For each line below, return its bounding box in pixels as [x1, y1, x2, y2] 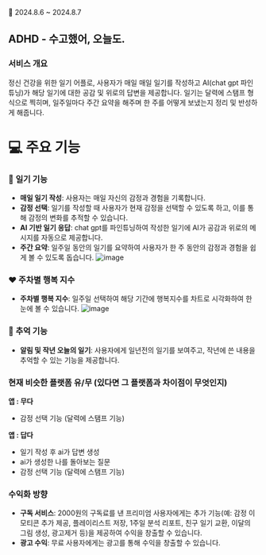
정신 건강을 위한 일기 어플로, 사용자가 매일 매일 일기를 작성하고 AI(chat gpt [8, 78, 239, 87]
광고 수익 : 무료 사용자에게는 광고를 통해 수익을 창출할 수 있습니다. [19, 538, 221, 548]
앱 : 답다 [8, 430, 33, 440]
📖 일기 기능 [8, 173, 48, 184]
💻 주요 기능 [8, 138, 81, 156]
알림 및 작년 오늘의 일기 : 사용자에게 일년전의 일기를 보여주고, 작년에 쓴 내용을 [19, 345, 256, 355]
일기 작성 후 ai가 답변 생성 [19, 447, 100, 457]
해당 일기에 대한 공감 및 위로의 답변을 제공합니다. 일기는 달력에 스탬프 [31, 87, 246, 97]
